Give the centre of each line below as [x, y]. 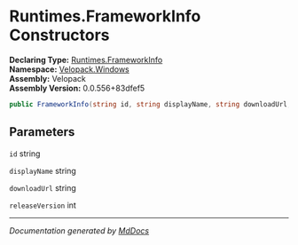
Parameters [42, 132]
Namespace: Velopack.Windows [70, 69]
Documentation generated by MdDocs [79, 230]
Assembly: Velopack [48, 78]
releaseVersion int [43, 205]
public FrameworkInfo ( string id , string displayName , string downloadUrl [149, 104]
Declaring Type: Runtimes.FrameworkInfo [86, 59]
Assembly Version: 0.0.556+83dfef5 [77, 88]
